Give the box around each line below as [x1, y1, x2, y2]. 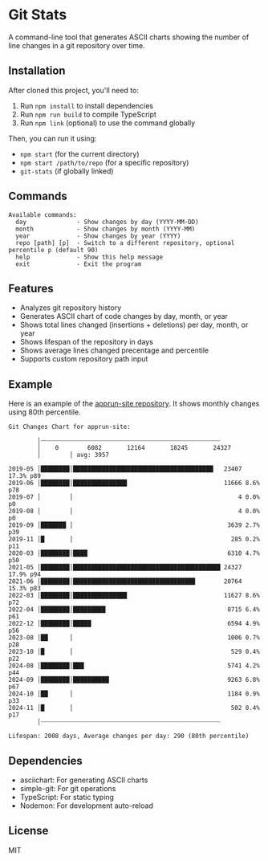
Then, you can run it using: [8, 133, 97, 143]
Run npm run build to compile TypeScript [19, 109, 156, 119]
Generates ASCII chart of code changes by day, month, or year [19, 312, 229, 321]
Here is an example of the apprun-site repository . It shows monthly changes [8, 399, 260, 409]
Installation [8, 64, 66, 78]
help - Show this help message [15, 253, 163, 261]
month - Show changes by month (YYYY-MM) [15, 225, 196, 233]
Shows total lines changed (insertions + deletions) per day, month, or [19, 320, 249, 330]
